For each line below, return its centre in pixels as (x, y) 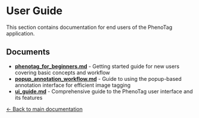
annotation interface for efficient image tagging (72, 85)
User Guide (34, 11)
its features (29, 97)
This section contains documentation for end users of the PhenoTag (89, 27)
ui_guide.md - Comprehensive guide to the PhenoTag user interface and (104, 91)
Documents (28, 52)
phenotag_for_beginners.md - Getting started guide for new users (97, 66)
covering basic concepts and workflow (62, 73)
